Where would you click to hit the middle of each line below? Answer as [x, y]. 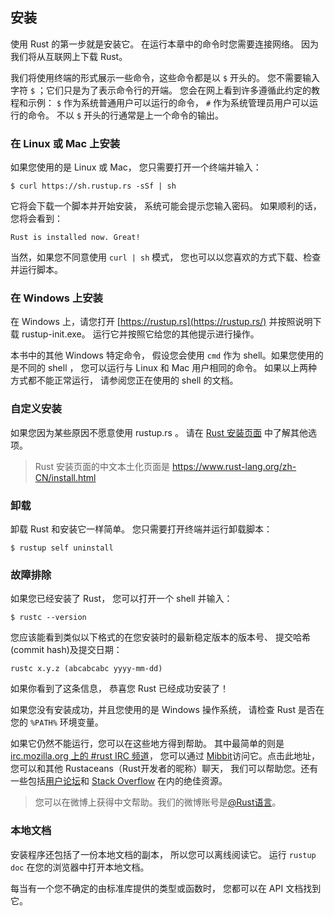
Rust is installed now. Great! [75, 238]
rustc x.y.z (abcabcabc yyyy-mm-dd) [86, 669]
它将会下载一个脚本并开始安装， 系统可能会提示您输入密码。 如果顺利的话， [166, 206]
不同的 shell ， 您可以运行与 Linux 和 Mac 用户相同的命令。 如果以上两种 [168, 368]
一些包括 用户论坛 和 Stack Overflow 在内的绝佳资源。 [119, 781]
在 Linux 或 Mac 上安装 [65, 143]
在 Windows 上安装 [56, 298]
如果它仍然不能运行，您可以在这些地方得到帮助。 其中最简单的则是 [147, 744]
